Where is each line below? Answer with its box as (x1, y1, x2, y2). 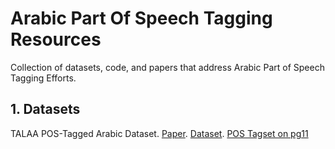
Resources (10, 28, 102, 51)
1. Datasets (10, 101, 81, 118)
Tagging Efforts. (10, 72, 77, 84)
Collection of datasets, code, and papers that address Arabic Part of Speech (10, 61, 325, 73)
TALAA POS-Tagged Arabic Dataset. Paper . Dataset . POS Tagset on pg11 (10, 127, 309, 139)
